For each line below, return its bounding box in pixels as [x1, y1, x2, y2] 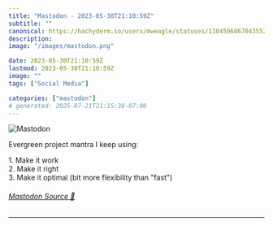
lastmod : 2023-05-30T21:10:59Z [8, 64, 115, 73]
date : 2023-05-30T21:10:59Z [8, 57, 104, 65]
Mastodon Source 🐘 [8, 191, 76, 201]
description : [8, 34, 53, 43]
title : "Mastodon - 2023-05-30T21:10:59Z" [8, 11, 154, 20]
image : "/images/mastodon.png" [8, 42, 115, 50]
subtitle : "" [8, 20, 53, 28]
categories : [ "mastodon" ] [8, 94, 96, 102]
